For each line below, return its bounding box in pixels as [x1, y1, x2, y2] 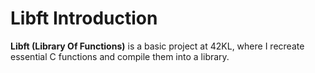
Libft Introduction [10, 7, 158, 30]
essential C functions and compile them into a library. [10, 50, 230, 62]
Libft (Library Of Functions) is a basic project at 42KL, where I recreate [10, 40, 305, 52]
